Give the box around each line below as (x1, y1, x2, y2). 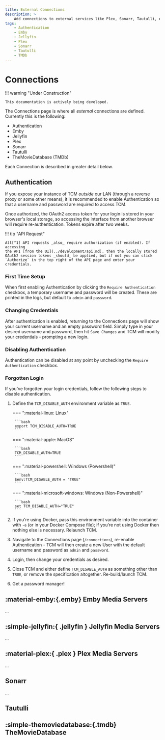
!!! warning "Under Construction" (5, 90, 72, 96)
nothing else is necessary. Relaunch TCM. (12, 527, 97, 533)
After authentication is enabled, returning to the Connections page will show (5, 318, 159, 324)
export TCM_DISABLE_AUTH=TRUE (14, 424, 77, 429)
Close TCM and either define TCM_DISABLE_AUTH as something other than (12, 566, 158, 572)
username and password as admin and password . (12, 547, 110, 553)
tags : (5, 21, 16, 26)
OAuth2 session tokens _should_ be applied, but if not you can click (5, 253, 153, 258)
